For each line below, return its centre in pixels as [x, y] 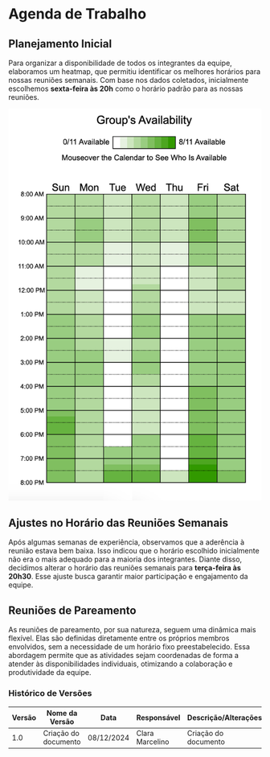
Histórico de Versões [50, 693]
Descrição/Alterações [225, 718]
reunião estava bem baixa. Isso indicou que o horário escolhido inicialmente [134, 551]
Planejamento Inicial [60, 44]
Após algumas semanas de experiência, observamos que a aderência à [127, 542]
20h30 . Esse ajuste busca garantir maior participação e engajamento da [128, 577]
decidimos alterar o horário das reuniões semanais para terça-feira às [125, 568]
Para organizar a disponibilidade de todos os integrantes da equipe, [121, 63]
